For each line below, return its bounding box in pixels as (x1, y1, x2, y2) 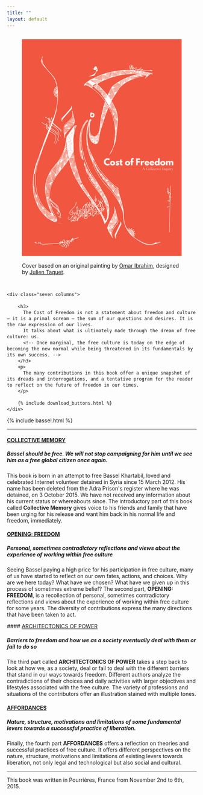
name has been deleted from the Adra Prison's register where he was (7, 484, 180, 492)
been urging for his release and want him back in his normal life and (7, 510, 175, 518)
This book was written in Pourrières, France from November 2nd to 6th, (7, 776, 184, 784)
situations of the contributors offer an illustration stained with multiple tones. (7, 690, 196, 698)
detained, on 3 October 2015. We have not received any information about (7, 491, 190, 498)
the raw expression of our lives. (7, 322, 94, 328)
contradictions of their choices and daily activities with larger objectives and (7, 677, 196, 685)
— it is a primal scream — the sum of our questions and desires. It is (7, 316, 193, 322)
